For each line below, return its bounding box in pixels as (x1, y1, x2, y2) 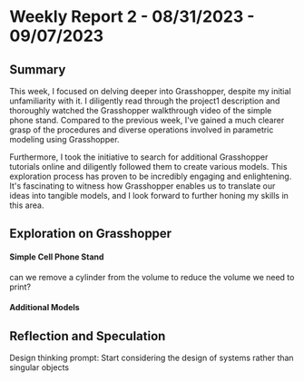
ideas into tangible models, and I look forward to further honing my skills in (9, 191, 289, 201)
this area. (9, 200, 44, 211)
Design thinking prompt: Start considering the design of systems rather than (9, 352, 294, 363)
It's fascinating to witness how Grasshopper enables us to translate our (9, 181, 276, 191)
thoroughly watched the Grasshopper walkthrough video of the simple (9, 105, 272, 115)
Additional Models (9, 302, 80, 313)
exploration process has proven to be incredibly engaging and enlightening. (9, 171, 292, 181)
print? (9, 281, 32, 292)
